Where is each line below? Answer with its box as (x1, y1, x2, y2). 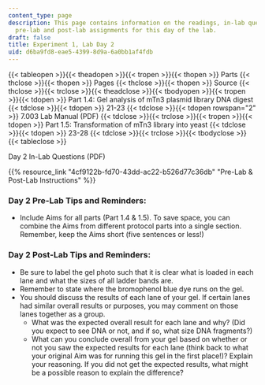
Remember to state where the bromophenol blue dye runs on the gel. (19, 284, 244, 294)
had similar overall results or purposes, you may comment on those (19, 301, 239, 310)
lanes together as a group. (19, 309, 106, 319)
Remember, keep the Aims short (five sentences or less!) (19, 230, 205, 239)
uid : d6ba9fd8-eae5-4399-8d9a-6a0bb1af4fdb (8, 48, 154, 56)
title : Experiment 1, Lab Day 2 (8, 41, 114, 49)
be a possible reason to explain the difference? (31, 368, 184, 377)
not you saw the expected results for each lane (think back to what (31, 342, 248, 352)
